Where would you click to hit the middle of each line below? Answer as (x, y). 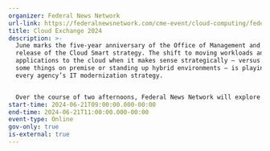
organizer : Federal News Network (64, 16)
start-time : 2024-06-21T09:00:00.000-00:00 (82, 104)
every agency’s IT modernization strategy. (89, 75)
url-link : (25, 23)
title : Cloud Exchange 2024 (55, 31)
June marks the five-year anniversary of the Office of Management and (138, 46)
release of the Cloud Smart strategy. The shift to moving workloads (134, 53)
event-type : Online (41, 120)
